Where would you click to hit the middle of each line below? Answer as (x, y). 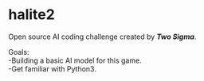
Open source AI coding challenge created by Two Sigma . (102, 37)
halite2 (32, 15)
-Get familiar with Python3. (53, 68)
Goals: (19, 52)
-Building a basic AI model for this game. (75, 60)
